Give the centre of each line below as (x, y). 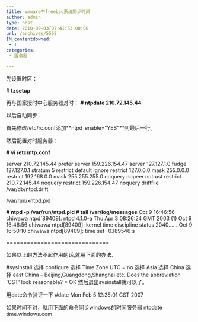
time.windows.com (29, 314)
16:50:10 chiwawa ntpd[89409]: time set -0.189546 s (71, 231)
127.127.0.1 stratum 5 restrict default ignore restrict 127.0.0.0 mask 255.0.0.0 (98, 170)
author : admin (24, 17)
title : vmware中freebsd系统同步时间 (48, 12)
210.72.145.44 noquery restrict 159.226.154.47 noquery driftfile (82, 183)
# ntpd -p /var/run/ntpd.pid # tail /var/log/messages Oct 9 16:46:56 (90, 212)
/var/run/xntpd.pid (28, 200)
